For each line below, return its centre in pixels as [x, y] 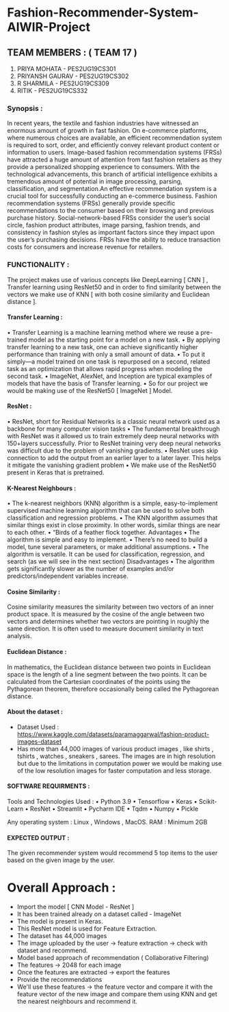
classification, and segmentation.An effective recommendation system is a [112, 189]
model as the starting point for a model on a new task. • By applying [124, 340]
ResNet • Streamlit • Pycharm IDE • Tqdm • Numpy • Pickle [114, 809]
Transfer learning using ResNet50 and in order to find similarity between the [114, 287]
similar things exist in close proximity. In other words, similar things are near [114, 525]
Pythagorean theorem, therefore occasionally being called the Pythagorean [113, 689]
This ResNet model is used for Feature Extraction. [87, 928]
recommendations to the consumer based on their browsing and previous [110, 211]
